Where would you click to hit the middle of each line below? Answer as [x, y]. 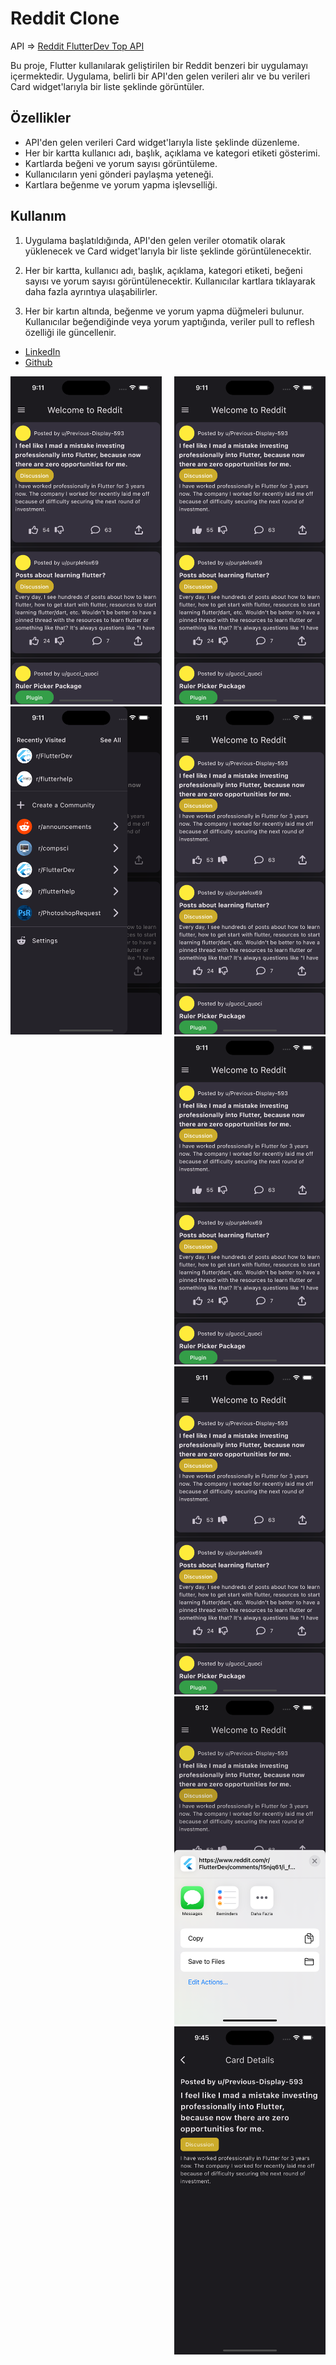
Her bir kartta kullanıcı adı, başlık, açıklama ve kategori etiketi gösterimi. [172, 153]
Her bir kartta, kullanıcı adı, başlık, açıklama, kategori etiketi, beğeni [163, 270]
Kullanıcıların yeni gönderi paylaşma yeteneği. [119, 174]
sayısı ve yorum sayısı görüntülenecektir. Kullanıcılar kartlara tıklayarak [170, 281]
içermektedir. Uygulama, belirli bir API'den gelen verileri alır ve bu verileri [160, 76]
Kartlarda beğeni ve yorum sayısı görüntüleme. [121, 163]
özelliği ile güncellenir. [70, 332]
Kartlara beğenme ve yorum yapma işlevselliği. [121, 184]
